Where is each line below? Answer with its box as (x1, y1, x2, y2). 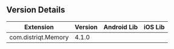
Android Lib (103, 22, 138, 31)
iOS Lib (143, 22, 165, 31)
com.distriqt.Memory (9, 33, 69, 41)
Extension (24, 22, 54, 31)
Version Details (6, 5, 65, 15)
